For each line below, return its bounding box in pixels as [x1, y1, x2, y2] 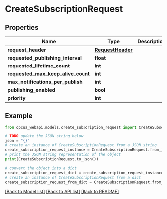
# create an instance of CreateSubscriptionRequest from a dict [5, 175, 141, 180]
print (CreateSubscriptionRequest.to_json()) [5, 157, 99, 162]
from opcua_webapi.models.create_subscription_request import [5, 125, 137, 130]
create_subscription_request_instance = [5, 147, 90, 152]
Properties [5, 23, 39, 32]
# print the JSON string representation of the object [5, 152, 121, 157]
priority [7, 95, 26, 101]
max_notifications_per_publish [7, 78, 83, 85]
